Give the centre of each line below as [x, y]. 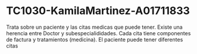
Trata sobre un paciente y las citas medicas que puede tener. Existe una [94, 27]
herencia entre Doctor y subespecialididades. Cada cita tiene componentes [98, 33]
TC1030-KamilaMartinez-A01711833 [98, 11]
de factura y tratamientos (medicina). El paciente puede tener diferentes [95, 39]
